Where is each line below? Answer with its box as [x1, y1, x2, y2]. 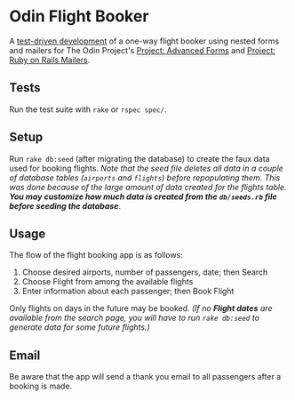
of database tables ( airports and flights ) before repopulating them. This [9, 172, 281, 183]
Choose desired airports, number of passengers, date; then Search [21, 267, 268, 277]
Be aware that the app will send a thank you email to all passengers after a [9, 372, 282, 382]
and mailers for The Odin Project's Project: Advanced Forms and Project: [9, 44, 275, 55]
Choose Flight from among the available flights [21, 276, 194, 287]
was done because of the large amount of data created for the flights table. [9, 181, 287, 192]
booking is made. [9, 380, 73, 392]
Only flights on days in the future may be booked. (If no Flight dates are [9, 303, 273, 314]
